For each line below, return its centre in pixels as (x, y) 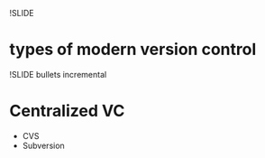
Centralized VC (67, 111)
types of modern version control (133, 50)
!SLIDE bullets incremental (58, 74)
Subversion (43, 145)
